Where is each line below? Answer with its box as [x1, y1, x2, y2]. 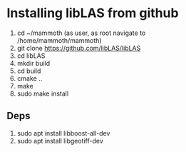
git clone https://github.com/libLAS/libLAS [16, 44, 141, 52]
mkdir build [16, 59, 51, 67]
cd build [16, 66, 41, 75]
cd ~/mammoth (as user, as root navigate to [16, 29, 146, 37]
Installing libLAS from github [6, 5, 179, 21]
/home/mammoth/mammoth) [16, 36, 102, 44]
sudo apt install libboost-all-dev [16, 128, 110, 137]
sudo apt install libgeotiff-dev [16, 136, 104, 145]
